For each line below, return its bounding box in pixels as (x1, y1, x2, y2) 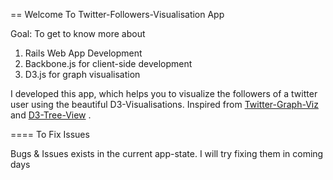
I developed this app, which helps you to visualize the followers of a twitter (10, 88, 318, 99)
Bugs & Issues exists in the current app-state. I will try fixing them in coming (10, 148, 324, 159)
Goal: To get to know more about (10, 28, 146, 39)
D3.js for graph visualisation (24, 69, 141, 80)
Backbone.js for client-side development (24, 58, 193, 69)
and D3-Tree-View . (10, 109, 92, 121)
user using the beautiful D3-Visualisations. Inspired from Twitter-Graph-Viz (10, 99, 319, 110)
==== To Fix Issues (10, 129, 90, 140)
